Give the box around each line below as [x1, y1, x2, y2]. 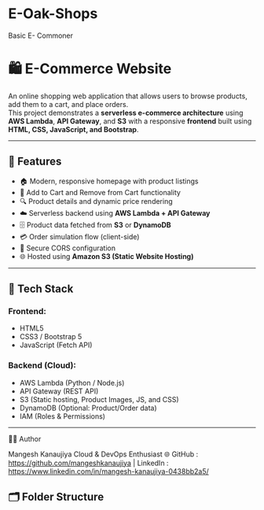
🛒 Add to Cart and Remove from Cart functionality [19, 187, 181, 197]
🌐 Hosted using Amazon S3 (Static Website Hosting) [19, 251, 194, 261]
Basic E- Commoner [8, 31, 73, 40]
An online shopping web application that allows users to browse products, [8, 91, 247, 101]
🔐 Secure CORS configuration [19, 243, 116, 253]
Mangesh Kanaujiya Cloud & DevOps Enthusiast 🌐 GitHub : [8, 449, 199, 459]
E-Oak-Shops [8, 5, 98, 23]
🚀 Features [8, 155, 62, 168]
